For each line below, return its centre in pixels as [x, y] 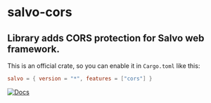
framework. [33, 49]
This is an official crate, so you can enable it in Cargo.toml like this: [104, 66]
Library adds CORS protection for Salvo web [106, 38]
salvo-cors [40, 12]
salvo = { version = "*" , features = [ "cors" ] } [80, 78]
